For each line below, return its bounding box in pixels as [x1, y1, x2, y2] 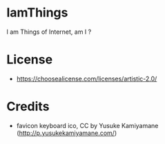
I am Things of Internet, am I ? [6, 28, 92, 36]
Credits [6, 99, 50, 114]
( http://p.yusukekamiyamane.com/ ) [16, 129, 117, 137]
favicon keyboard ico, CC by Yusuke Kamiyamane [16, 121, 159, 130]
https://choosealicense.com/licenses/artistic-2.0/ [16, 74, 157, 83]
